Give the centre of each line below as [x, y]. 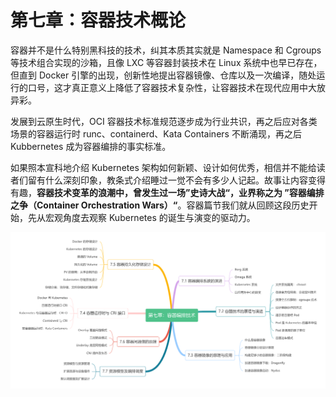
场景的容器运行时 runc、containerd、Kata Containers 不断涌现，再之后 [156, 133]
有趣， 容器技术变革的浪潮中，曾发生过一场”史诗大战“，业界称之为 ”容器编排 [167, 192]
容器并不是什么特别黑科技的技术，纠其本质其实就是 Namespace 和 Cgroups [166, 50]
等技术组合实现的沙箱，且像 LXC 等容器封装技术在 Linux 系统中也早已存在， [166, 62]
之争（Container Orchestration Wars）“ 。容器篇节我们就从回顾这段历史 [160, 205]
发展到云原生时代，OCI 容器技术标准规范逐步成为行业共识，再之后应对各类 [164, 121]
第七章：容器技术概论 [98, 20]
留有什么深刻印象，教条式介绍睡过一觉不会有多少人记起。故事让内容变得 [176, 180]
